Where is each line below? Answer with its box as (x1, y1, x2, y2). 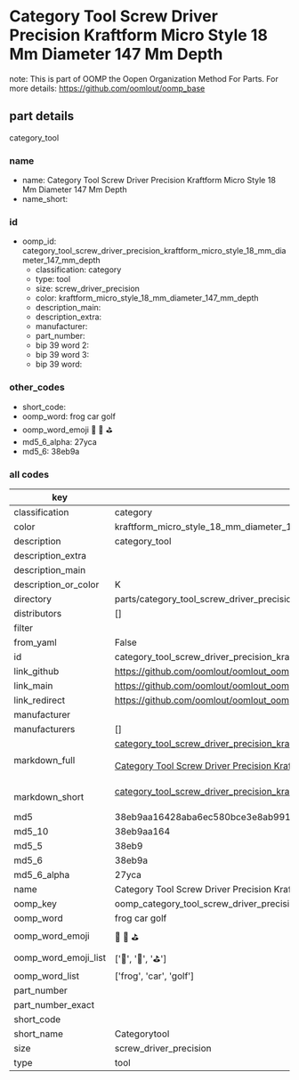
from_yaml (13, 636, 58, 649)
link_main (13, 679, 53, 691)
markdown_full (13, 754, 76, 766)
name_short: (21, 194, 69, 205)
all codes (9, 468, 50, 480)
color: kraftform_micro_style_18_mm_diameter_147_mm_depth (35, 293, 260, 303)
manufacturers (13, 722, 76, 735)
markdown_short (13, 790, 85, 802)
